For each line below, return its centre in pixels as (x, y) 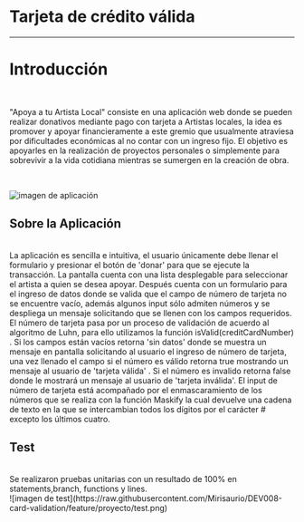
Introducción (59, 69)
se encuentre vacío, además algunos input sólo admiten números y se (140, 303)
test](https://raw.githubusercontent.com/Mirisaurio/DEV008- (169, 498)
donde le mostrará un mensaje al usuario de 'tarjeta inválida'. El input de (144, 380)
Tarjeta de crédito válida (102, 17)
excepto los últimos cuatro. (60, 419)
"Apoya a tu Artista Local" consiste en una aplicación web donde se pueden (151, 111)
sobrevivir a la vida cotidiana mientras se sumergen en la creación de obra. (149, 159)
